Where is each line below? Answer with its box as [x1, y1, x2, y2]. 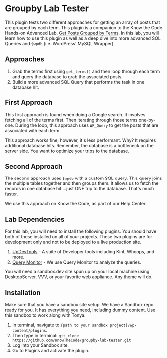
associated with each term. [5, 127, 61, 133]
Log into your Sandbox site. [12, 342, 69, 348]
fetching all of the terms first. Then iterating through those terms [5, 117, 138, 123]
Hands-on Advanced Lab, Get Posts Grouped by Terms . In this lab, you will [5, 30, 159, 36]
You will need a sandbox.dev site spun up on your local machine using [5, 269, 150, 275]
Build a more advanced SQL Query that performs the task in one [12, 79, 145, 85]
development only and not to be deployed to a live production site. [5, 239, 141, 245]
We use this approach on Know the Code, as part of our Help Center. [5, 201, 147, 207]
